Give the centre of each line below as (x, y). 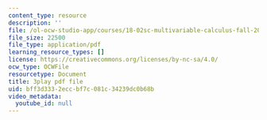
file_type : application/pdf (55, 45)
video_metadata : (35, 96)
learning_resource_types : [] (56, 52)
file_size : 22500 (37, 37)
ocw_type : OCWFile (39, 67)
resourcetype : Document (48, 74)
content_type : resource (48, 15)
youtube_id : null (44, 103)
